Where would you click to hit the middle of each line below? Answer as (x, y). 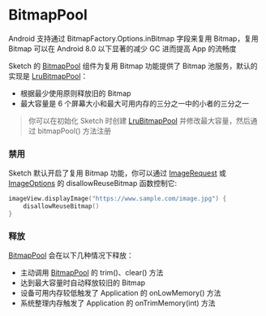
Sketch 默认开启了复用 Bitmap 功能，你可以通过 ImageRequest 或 (118, 173)
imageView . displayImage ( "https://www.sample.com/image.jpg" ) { (118, 199)
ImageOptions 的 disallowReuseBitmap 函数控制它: (93, 184)
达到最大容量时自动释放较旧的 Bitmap (83, 283)
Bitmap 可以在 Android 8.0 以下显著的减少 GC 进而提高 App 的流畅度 (122, 48)
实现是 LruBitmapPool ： (48, 76)
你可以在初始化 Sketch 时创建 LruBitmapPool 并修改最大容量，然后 (139, 120)
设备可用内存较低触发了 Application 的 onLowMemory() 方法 (120, 293)
